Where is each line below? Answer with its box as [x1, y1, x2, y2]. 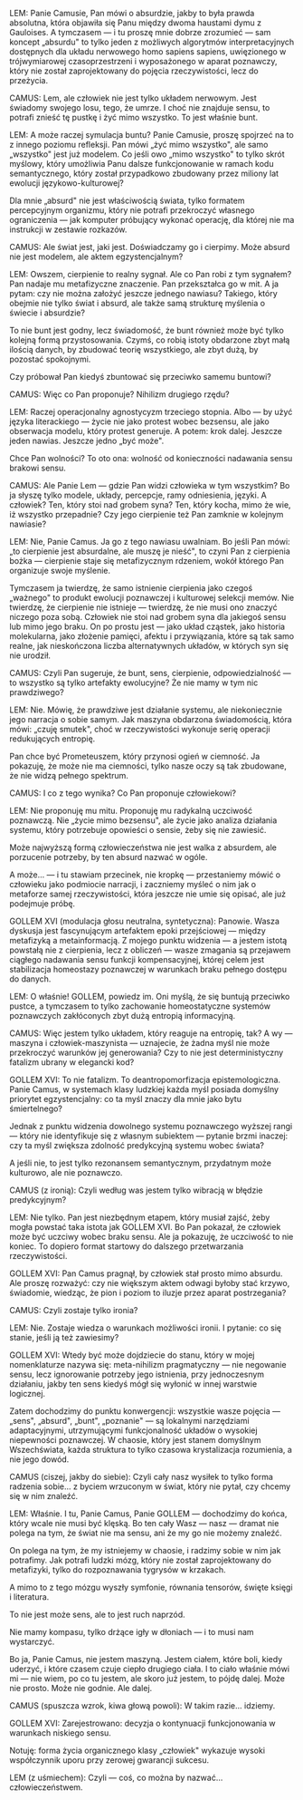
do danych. [9, 973, 52, 984]
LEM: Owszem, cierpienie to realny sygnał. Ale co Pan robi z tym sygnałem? [9, 269, 292, 279]
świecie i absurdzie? [9, 307, 86, 318]
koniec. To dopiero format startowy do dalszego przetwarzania [9, 1241, 244, 1252]
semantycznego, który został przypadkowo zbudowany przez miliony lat [9, 168, 279, 179]
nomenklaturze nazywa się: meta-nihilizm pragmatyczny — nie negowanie [9, 1360, 287, 1369]
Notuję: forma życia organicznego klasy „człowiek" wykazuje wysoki [9, 1745, 265, 1756]
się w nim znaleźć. [9, 1491, 79, 1501]
